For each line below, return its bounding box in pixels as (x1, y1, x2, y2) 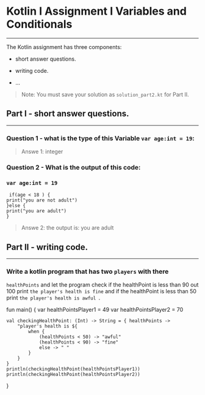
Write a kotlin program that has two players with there (6, 268, 169, 276)
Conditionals (6, 17, 73, 31)
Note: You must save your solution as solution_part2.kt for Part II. (21, 91, 189, 98)
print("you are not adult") (6, 197, 78, 203)
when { (28, 329, 45, 335)
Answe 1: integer (21, 148, 63, 156)
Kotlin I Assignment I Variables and (6, 4, 187, 18)
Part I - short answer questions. (6, 108, 129, 119)
